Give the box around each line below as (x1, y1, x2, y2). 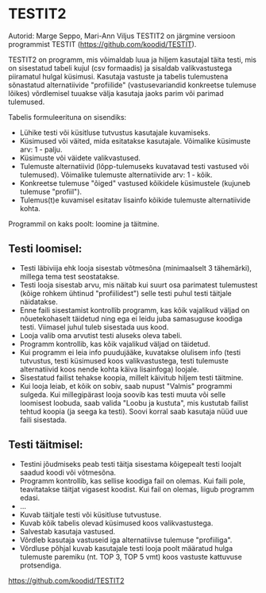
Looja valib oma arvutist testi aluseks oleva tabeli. (19, 330, 183, 340)
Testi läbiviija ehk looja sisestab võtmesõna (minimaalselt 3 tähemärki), (19, 263, 253, 272)
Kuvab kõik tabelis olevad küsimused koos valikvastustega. (19, 518, 214, 528)
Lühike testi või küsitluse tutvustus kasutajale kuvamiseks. (19, 128, 210, 137)
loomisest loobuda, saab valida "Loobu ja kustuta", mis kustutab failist (19, 398, 249, 407)
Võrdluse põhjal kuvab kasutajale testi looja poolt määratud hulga (19, 543, 233, 553)
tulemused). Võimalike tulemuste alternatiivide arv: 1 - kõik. (19, 170, 213, 179)
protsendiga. (19, 560, 62, 570)
